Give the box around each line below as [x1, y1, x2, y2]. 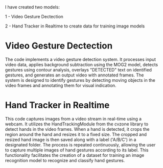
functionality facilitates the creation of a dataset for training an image [5, 152, 144, 158]
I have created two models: [5, 4, 60, 10]
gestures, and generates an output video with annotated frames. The [5, 72, 144, 78]
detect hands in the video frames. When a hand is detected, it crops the [5, 126, 150, 132]
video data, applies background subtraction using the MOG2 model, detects [5, 61, 158, 68]
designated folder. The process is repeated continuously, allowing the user [5, 142, 156, 147]
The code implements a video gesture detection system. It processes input [5, 56, 156, 62]
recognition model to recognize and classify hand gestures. [5, 157, 125, 163]
